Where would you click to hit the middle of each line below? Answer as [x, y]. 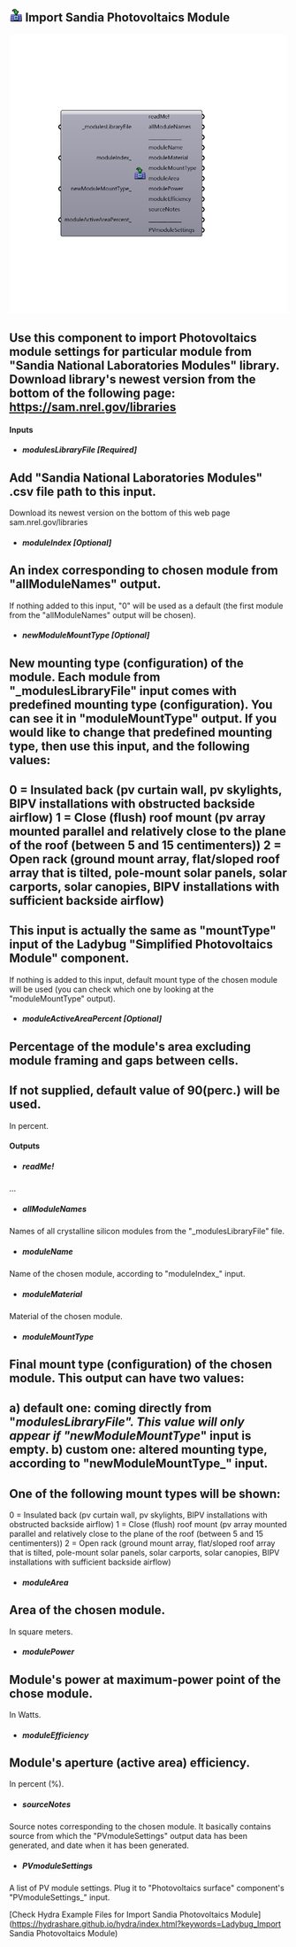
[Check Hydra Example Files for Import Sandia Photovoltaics [119, 1915]
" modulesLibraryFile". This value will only [127, 1422]
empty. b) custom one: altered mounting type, [138, 1450]
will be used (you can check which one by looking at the [111, 989]
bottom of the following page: [92, 394]
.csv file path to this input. [83, 491]
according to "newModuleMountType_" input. [139, 1464]
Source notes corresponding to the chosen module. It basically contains [140, 1827]
